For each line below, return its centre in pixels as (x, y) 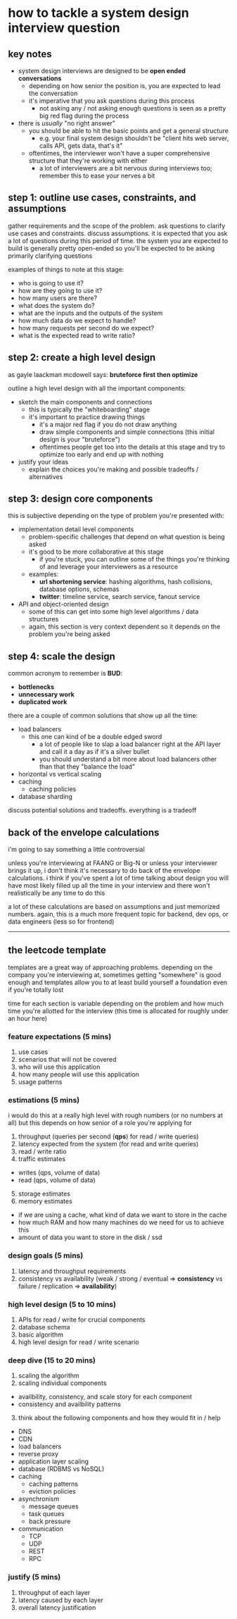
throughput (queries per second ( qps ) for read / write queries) (108, 1136)
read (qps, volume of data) (57, 1180)
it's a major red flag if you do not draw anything (108, 424)
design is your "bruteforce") (79, 439)
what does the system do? (56, 305)
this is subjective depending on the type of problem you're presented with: (116, 516)
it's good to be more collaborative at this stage (96, 552)
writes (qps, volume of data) (59, 1173)
